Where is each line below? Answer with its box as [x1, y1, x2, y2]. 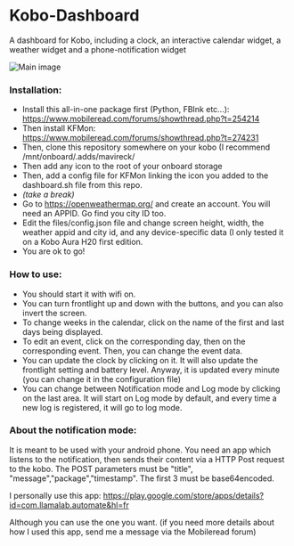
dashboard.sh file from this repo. [21, 180, 143, 191]
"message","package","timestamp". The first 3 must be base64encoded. [9, 473, 274, 484]
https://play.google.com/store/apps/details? [102, 490, 265, 501]
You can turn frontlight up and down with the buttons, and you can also [21, 297, 283, 308]
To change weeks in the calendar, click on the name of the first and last [21, 317, 285, 328]
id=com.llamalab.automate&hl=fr [9, 500, 129, 510]
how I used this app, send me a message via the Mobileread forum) [9, 526, 257, 537]
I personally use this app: [9, 490, 102, 501]
